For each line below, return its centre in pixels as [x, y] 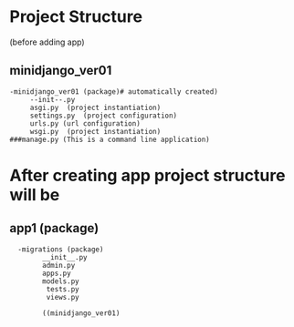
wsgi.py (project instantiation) [95, 131]
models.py [61, 281]
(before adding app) [47, 42]
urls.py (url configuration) [85, 123]
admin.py [59, 265]
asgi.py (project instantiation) [95, 107]
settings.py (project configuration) [104, 116]
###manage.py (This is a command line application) [110, 139]
